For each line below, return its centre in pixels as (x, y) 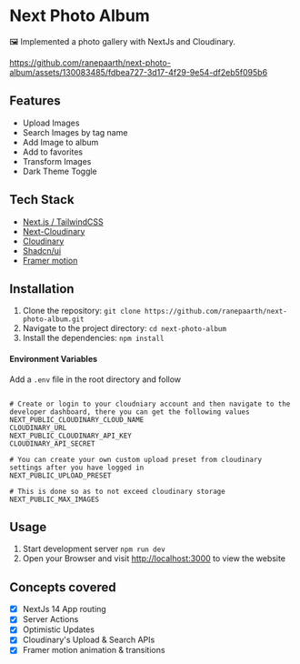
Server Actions (50, 619)
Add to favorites (53, 152)
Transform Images (57, 161)
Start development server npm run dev (94, 549)
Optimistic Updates (59, 629)
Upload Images (51, 123)
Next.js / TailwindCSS (63, 221)
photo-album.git (53, 319)
